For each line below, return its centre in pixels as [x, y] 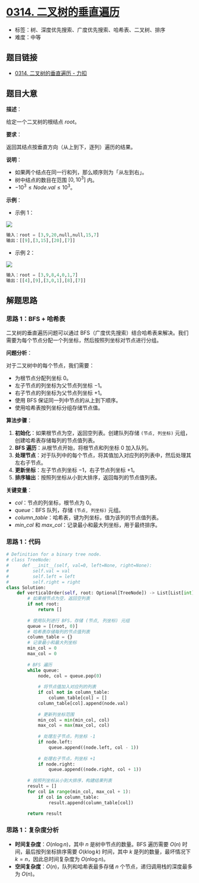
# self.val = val [38, 571]
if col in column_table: [68, 797]
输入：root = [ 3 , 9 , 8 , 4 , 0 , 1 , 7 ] [42, 275]
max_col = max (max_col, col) [74, 725]
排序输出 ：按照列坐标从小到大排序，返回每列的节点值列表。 [87, 478]
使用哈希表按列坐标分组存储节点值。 [59, 408]
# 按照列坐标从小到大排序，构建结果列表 [70, 781]
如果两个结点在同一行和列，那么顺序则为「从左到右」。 [81, 172]
